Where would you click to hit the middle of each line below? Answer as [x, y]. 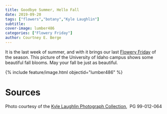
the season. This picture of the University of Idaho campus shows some [79, 57]
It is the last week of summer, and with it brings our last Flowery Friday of [81, 52]
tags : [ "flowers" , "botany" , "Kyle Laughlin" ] [52, 19]
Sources [23, 92]
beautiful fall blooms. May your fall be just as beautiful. [62, 62]
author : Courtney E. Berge [33, 38]
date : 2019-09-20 [23, 14]
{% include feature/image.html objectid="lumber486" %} [64, 72]
